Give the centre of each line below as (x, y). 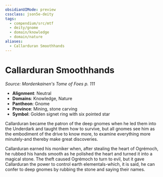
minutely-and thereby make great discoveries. (52, 139)
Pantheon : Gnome (31, 104)
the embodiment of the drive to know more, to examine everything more (78, 134)
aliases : (14, 42)
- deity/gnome (24, 28)
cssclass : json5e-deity (29, 14)
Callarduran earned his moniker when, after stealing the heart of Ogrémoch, (82, 148)
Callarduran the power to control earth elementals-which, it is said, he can (80, 164)
